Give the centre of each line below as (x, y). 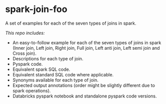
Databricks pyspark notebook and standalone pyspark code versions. (85, 96)
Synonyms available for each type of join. (55, 80)
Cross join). (24, 53)
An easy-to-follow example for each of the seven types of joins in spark (87, 42)
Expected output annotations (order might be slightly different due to (84, 85)
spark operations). (32, 90)
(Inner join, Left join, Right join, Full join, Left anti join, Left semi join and (86, 48)
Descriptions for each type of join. (48, 58)
